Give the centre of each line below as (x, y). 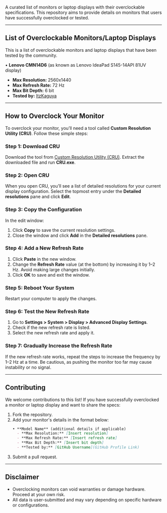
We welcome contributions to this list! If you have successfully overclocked (82, 400)
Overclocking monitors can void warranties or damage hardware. (79, 489)
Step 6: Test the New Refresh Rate (47, 311)
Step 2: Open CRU (27, 175)
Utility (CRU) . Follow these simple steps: (47, 133)
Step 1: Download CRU (33, 146)
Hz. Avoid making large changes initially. (54, 269)
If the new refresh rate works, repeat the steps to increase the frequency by (83, 357)
